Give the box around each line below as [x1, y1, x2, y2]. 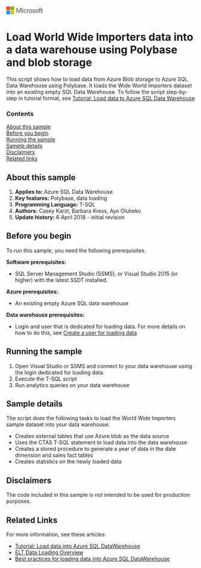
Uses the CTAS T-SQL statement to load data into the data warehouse [14, 439, 187, 446]
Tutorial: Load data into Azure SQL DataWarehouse [14, 542, 141, 550]
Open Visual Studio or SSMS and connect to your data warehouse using [14, 362, 193, 369]
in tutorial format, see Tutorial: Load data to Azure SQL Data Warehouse [18, 95, 195, 102]
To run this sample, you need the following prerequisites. [6, 247, 147, 254]
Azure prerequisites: [6, 288, 59, 295]
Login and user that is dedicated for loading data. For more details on [14, 323, 185, 330]
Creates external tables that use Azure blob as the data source [14, 433, 169, 440]
